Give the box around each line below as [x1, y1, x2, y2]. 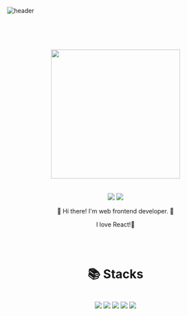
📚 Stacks [87, 266, 144, 282]
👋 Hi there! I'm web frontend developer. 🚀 [57, 207, 174, 215]
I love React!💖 [96, 220, 135, 229]
